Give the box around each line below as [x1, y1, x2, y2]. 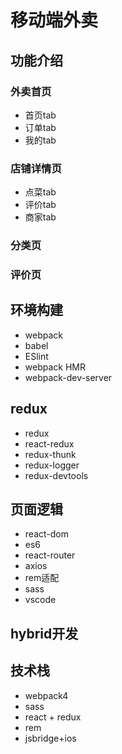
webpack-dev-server [24, 371, 113, 383]
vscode [24, 594, 57, 606]
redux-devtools [24, 469, 89, 481]
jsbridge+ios [24, 732, 77, 744]
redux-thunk [24, 448, 77, 460]
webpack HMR [24, 361, 86, 373]
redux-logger [24, 459, 80, 471]
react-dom [24, 528, 69, 540]
